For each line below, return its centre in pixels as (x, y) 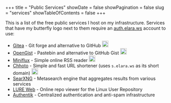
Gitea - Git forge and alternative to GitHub (57, 45)
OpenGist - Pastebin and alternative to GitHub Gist (66, 53)
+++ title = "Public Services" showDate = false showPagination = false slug (85, 7)
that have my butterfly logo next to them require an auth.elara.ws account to (86, 28)
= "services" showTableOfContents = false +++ (56, 13)
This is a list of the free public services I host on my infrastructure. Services (85, 23)
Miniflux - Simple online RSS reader (50, 60)
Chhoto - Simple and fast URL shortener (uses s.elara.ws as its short (86, 66)
